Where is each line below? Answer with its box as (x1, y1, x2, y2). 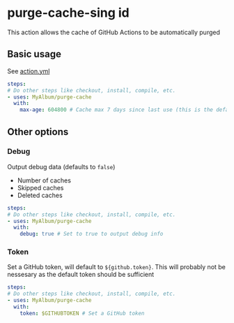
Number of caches (17, 176, 72, 185)
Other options (7, 126, 69, 138)
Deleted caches (17, 191, 63, 199)
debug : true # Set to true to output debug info (19, 231, 164, 238)
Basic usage (7, 48, 61, 60)
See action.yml (7, 66, 50, 75)
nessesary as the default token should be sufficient (7, 271, 155, 279)
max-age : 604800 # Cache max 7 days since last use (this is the (19, 106, 214, 113)
